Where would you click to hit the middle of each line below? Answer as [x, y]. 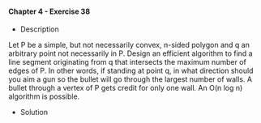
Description [39, 29]
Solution [34, 112]
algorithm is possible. [44, 96]
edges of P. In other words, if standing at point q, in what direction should [131, 71]
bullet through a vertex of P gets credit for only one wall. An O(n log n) [126, 88]
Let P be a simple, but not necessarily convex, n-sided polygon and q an [129, 45]
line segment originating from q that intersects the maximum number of [128, 62]
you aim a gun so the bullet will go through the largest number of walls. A [130, 79]
